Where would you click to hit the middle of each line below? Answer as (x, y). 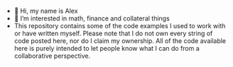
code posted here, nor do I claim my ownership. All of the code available (120, 41)
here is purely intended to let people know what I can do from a (107, 48)
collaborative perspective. (52, 56)
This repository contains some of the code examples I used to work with (120, 26)
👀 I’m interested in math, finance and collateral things (92, 18)
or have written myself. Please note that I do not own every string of (113, 33)
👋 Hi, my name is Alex (46, 11)
